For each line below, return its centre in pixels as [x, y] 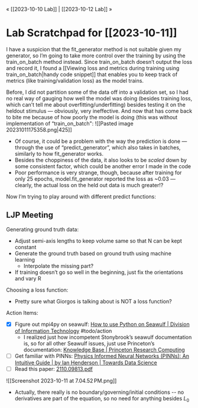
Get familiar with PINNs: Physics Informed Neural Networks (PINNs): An [102, 356]
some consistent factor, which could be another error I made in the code [103, 166]
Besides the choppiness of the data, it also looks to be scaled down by [101, 160]
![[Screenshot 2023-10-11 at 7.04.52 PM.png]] [61, 380]
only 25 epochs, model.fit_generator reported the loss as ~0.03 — [95, 179]
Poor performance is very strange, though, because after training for [98, 172]
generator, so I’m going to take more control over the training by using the [96, 56]
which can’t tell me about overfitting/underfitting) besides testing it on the [96, 105]
